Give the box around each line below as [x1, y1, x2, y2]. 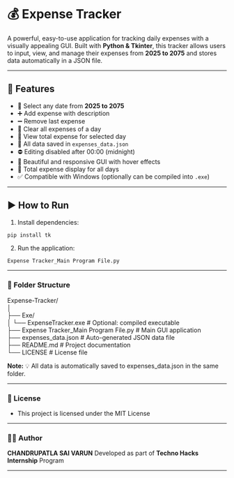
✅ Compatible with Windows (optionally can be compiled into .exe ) [17, 172, 210, 181]
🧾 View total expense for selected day [17, 132, 127, 140]
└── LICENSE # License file [7, 348, 88, 357]
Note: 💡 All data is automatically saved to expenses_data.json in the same [7, 361, 219, 370]
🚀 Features [7, 83, 55, 95]
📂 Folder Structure [7, 281, 71, 290]
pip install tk [7, 232, 52, 239]
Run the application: [17, 244, 75, 253]
